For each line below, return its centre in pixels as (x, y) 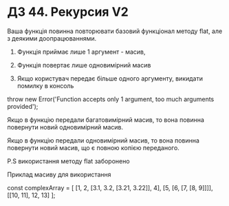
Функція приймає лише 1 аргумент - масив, (81, 52)
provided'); (23, 106)
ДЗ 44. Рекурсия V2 (68, 12)
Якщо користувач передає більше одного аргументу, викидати (110, 78)
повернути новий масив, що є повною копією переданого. (94, 147)
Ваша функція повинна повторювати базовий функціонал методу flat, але (115, 31)
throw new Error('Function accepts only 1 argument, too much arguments (111, 99)
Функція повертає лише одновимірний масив (84, 65)
